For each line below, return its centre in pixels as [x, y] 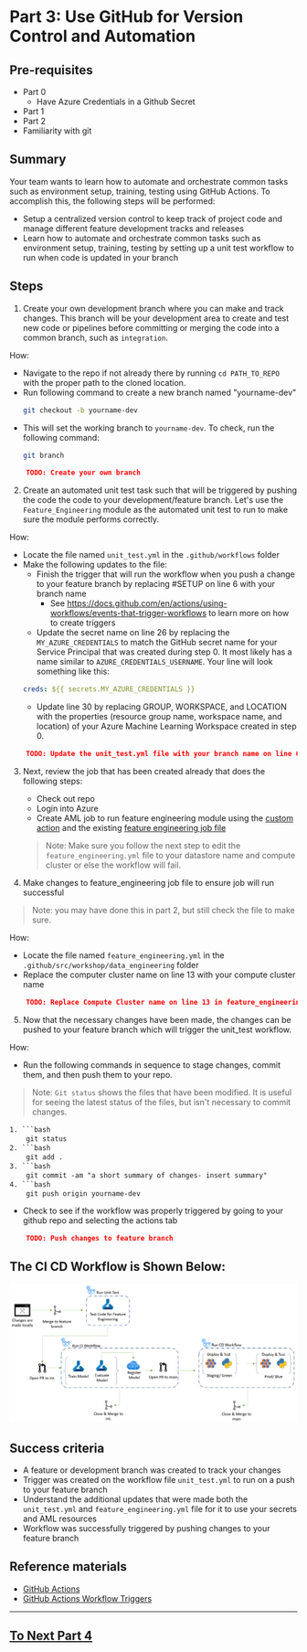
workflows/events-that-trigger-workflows [128, 613]
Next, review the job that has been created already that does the [144, 771]
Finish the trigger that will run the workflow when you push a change [165, 574]
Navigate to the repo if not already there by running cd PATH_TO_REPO [151, 373]
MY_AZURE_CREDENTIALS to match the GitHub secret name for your [157, 643]
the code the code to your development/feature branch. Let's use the [153, 500]
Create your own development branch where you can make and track [153, 308]
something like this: [73, 671]
